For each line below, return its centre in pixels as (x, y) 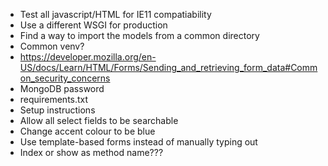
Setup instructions (57, 110)
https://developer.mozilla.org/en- (88, 57)
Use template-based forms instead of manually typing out (138, 142)
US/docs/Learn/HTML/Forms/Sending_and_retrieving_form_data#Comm (168, 67)
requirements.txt (54, 99)
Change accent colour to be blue (87, 131)
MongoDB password (62, 88)
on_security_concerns (65, 78)
